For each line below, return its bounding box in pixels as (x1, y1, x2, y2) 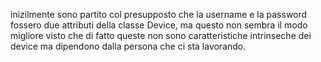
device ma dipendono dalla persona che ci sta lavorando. (10, 40, 247, 52)
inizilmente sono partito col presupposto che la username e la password (10, 9, 308, 20)
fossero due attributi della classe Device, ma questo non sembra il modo (10, 19, 308, 31)
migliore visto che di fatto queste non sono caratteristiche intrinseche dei (10, 30, 312, 41)
